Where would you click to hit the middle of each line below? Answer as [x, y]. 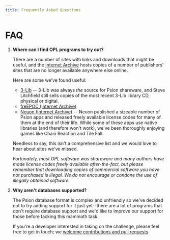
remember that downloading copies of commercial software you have [86, 170]
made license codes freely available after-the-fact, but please [78, 164]
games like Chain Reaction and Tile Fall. [62, 133]
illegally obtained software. [41, 180]
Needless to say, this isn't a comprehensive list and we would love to [84, 143]
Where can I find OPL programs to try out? [58, 50]
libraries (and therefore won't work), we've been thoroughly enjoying [92, 128]
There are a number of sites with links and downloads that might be [83, 59]
